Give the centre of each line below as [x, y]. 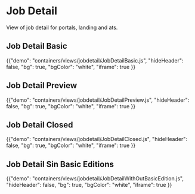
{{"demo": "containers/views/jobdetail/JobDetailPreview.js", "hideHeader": [98, 100]
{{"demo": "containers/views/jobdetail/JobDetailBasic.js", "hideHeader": [95, 60]
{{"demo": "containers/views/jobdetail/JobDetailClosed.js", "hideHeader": [97, 139]
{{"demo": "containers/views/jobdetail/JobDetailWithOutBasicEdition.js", [95, 179]
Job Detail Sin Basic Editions [60, 164]
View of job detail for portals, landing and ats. [62, 27]
